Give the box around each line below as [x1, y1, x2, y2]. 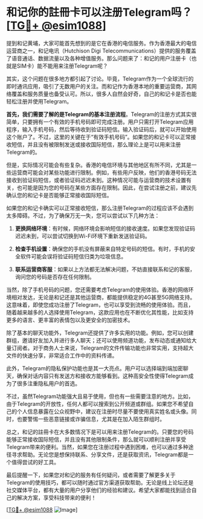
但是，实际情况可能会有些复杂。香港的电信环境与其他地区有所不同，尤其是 [6, 161, 192, 168]
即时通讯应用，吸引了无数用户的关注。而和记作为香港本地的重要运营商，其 [6, 82, 192, 90]
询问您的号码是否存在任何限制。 [14, 273, 95, 280]
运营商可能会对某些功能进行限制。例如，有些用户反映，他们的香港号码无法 [11, 169, 197, 176]
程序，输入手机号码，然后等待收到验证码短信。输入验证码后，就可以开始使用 [6, 125, 197, 133]
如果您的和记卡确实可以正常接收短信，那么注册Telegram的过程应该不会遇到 [6, 204, 194, 212]
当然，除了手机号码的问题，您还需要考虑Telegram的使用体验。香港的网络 [6, 286, 188, 293]
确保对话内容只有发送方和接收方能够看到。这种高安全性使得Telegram [16, 372, 188, 379]
